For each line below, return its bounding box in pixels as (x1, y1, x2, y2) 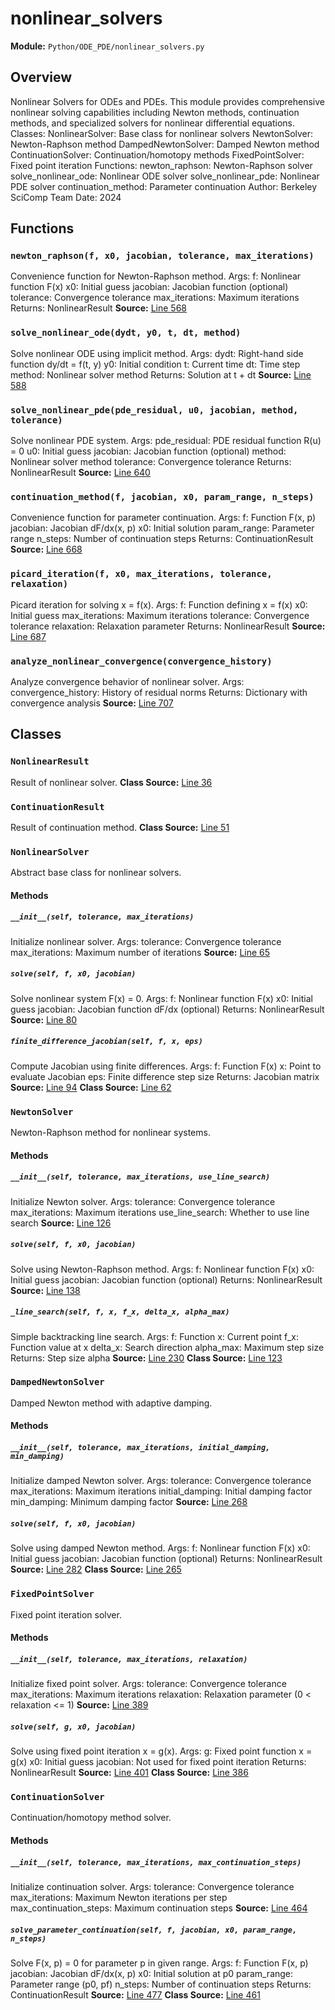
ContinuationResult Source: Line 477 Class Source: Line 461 (10, 1988, 261, 2001)
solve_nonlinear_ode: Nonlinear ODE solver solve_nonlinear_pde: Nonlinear (10, 170, 320, 182)
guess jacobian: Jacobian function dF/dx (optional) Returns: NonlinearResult (10, 1003, 325, 1015)
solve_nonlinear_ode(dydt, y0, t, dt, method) (10, 327, 242, 339)
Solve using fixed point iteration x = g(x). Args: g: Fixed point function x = (10, 1745, 313, 1757)
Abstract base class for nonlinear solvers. (10, 867, 182, 879)
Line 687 (10, 630, 47, 642)
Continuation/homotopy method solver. (10, 1812, 172, 1824)
